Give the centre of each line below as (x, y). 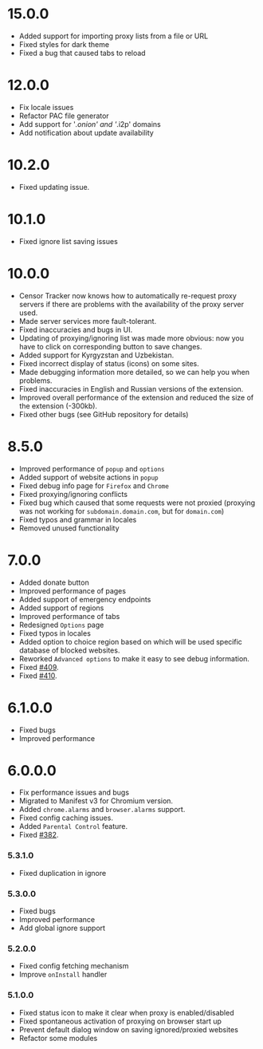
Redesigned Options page (61, 625)
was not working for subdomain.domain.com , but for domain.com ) (122, 511)
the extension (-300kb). (58, 406)
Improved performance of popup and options (92, 468)
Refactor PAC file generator (64, 116)
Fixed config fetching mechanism (74, 966)
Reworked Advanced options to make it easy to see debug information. (134, 658)
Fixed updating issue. (54, 187)
